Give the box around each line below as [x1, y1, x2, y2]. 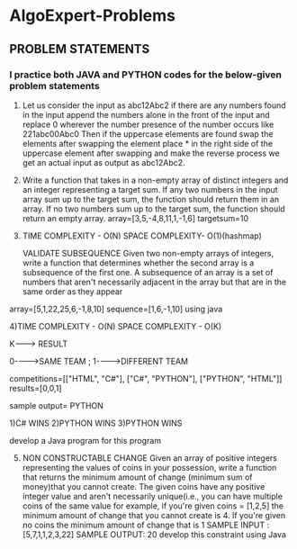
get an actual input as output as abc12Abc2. [22, 157, 186, 167]
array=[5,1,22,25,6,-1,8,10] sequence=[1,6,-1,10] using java [9, 303, 223, 314]
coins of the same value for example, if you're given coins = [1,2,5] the [22, 500, 283, 511]
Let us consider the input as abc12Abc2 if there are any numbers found [22, 100, 286, 111]
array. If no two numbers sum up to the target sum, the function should [22, 203, 285, 214]
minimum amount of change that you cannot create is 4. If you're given [22, 509, 286, 520]
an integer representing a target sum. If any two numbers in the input [22, 184, 278, 194]
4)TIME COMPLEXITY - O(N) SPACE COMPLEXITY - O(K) [9, 320, 222, 331]
